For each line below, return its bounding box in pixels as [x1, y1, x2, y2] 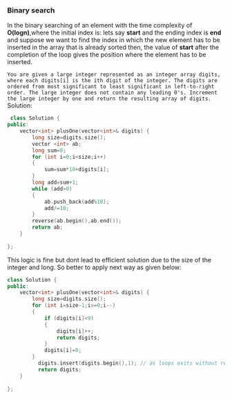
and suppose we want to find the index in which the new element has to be [7, 36, 220, 44]
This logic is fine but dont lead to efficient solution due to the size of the [7, 255, 212, 264]
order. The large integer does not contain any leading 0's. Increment [7, 89, 217, 97]
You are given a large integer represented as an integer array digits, [7, 71, 221, 78]
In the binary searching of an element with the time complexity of [7, 21, 193, 30]
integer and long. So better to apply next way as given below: [7, 263, 182, 271]
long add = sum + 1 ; [32, 179, 79, 186]
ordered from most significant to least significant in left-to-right [7, 84, 215, 90]
